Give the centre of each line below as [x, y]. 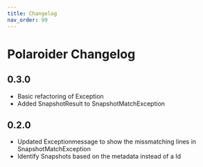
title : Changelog [32, 13]
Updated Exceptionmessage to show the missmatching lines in [106, 141]
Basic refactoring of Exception [60, 96]
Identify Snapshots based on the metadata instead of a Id [99, 157]
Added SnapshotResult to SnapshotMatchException [91, 104]
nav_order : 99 [28, 20]
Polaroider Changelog [71, 54]
